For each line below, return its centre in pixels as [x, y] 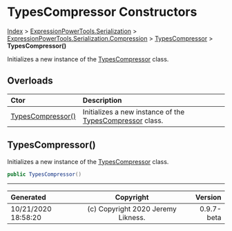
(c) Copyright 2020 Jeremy [132, 209]
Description [102, 100]
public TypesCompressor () [44, 174]
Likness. [132, 218]
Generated [28, 197]
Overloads [30, 81]
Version [208, 197]
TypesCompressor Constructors [102, 12]
